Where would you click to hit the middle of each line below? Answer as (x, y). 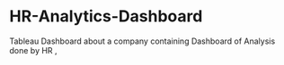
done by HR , (33, 50)
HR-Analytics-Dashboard (106, 16)
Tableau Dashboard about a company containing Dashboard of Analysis (142, 41)
